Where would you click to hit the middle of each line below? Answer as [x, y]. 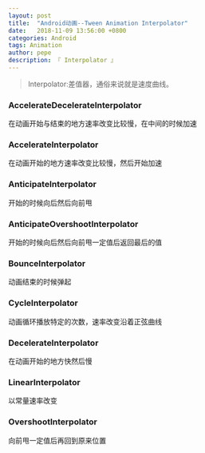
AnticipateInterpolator [53, 185]
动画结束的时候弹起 [40, 282]
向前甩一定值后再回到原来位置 [57, 440]
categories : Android [43, 38]
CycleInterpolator [43, 303]
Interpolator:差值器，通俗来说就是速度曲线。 [101, 84]
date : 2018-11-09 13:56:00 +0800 [67, 30]
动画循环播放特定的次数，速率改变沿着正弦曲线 [85, 321]
